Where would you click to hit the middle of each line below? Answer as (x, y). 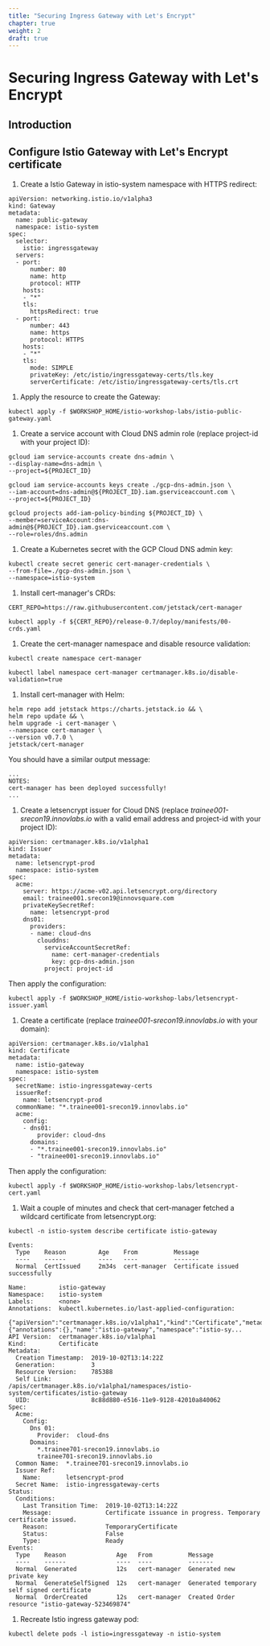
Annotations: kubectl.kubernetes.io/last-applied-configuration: (122, 1308)
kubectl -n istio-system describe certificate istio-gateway (113, 1231)
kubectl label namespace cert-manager (73, 673)
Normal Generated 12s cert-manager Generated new (125, 1569)
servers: (30, 255)
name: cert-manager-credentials (105, 954)
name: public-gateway (52, 220)
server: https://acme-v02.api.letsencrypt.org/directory (120, 891)
